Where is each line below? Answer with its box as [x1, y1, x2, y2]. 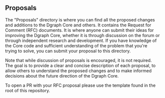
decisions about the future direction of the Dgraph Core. [5, 73, 119, 78]
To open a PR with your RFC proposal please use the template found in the [5, 82, 156, 88]
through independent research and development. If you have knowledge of [5, 38, 157, 43]
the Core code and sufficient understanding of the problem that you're [5, 42, 147, 48]
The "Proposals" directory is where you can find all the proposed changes [5, 17, 155, 22]
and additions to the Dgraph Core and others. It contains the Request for [5, 22, 151, 28]
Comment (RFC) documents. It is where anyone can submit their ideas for [5, 27, 154, 33]
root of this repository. [5, 87, 50, 93]
